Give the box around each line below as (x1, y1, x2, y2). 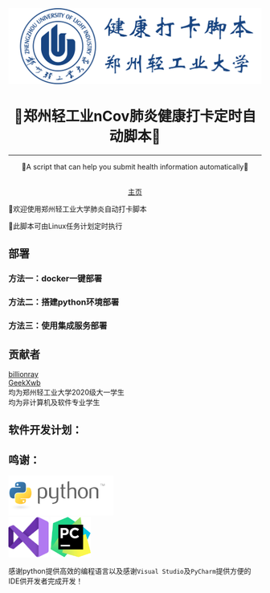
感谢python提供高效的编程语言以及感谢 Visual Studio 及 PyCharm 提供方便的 (8, 566, 252, 576)
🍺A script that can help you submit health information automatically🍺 (21, 162, 249, 172)
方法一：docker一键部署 (8, 273, 103, 284)
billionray (8, 370, 39, 378)
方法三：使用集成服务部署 (8, 321, 108, 332)
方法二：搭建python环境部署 (8, 296, 120, 308)
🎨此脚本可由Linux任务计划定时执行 (8, 221, 123, 231)
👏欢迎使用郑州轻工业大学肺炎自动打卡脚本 (8, 204, 147, 214)
